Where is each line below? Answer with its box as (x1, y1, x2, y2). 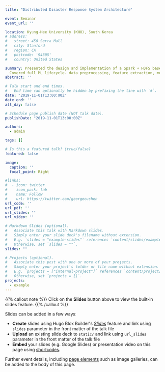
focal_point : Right (9, 169, 50, 174)
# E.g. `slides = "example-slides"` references (5, 237, 109, 242)
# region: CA (5, 48, 36, 53)
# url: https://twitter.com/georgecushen (5, 196, 98, 201)
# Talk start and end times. (5, 84, 65, 89)
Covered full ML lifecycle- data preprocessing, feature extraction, (9, 70, 155, 75)
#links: (5, 178, 21, 183)
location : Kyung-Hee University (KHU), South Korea (5, 29, 113, 34)
